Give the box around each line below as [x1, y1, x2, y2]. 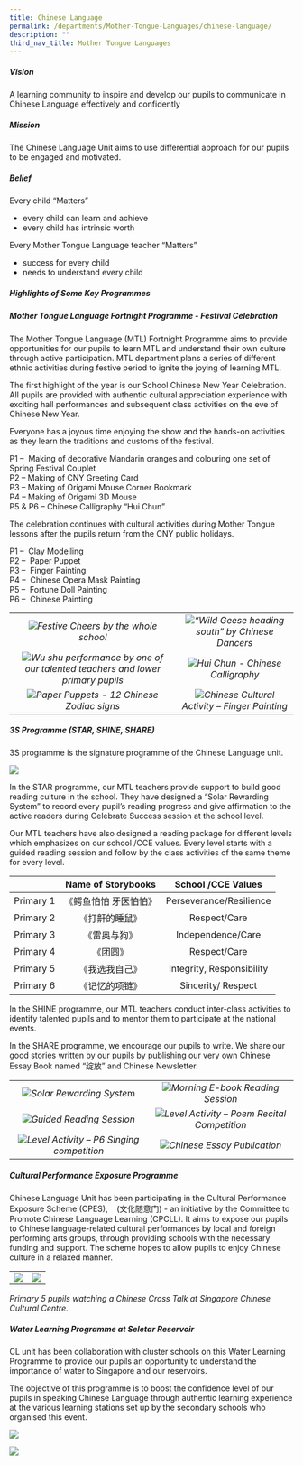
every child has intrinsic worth [22, 222, 135, 233]
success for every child [22, 257, 110, 268]
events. [9, 1022, 37, 1034]
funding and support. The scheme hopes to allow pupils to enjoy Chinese [9, 1243, 281, 1254]
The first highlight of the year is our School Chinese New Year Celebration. [9, 379, 287, 390]
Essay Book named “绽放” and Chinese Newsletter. [9, 1060, 198, 1071]
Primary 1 [14, 895, 56, 908]
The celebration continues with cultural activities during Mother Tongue [9, 518, 275, 529]
